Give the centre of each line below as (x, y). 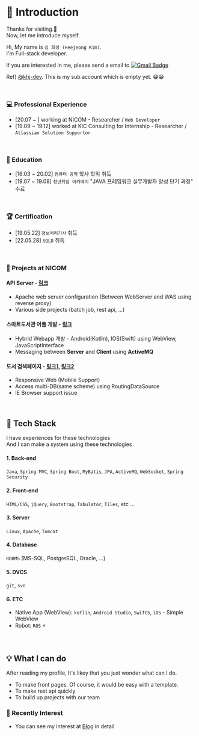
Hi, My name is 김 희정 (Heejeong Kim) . (54, 47)
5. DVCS (17, 572)
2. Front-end (22, 490)
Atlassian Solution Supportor (53, 133)
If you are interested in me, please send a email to (68, 65)
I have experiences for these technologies (58, 438)
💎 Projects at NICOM (37, 268)
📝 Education (24, 160)
